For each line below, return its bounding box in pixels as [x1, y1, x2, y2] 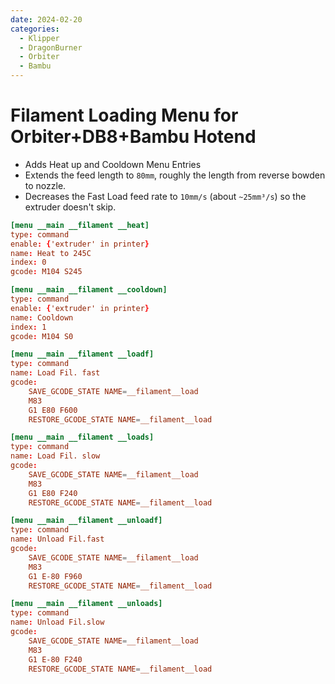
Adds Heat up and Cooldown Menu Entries [24, 158, 202, 170]
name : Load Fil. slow [10, 451, 101, 461]
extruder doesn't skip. [24, 201, 117, 213]
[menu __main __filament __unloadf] [10, 516, 163, 526]
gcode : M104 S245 [10, 267, 83, 277]
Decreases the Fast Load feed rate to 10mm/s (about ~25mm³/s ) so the [24, 190, 307, 202]
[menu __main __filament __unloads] [10, 599, 163, 609]
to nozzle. [24, 179, 67, 191]
